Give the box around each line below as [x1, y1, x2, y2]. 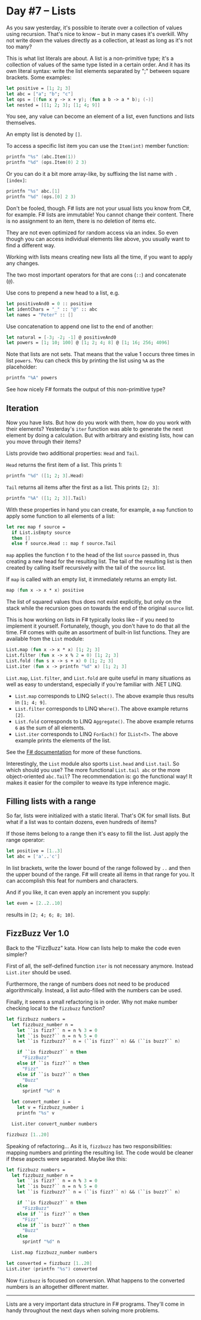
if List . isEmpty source [11, 530, 71, 536]
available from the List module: [6, 635, 84, 643]
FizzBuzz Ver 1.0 [6, 929, 70, 939]
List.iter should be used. [6, 968, 72, 976]
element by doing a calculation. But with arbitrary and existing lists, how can [6, 432, 194, 439]
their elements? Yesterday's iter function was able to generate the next [6, 425, 184, 432]
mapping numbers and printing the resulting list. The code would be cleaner [6, 1149, 193, 1156]
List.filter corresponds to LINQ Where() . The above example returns [14, 705, 188, 712]
